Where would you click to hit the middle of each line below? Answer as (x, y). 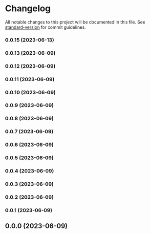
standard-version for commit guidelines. (45, 27)
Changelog (28, 9)
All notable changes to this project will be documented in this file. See (75, 22)
